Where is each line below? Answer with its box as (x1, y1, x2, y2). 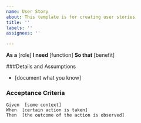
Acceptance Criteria (6, 89, 65, 97)
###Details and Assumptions (6, 63, 76, 70)
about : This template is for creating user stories (6, 14, 135, 20)
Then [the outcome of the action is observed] (6, 112, 125, 118)
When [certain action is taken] (6, 107, 88, 113)
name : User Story (6, 8, 49, 15)
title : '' (6, 19, 31, 25)
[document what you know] (14, 74, 82, 81)
